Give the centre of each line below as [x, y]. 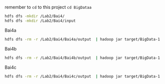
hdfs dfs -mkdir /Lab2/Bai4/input [40, 21]
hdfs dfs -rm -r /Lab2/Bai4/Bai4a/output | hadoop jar [63, 39]
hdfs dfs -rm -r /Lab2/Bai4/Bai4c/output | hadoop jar [63, 76]
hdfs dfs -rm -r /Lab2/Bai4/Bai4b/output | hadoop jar [63, 58]
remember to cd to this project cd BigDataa [48, 7]
